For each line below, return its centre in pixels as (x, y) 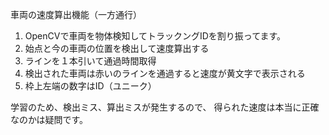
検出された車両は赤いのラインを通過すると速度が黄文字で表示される (165, 73)
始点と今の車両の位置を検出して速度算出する (117, 48)
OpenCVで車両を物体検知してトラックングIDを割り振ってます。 (155, 36)
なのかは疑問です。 (49, 119)
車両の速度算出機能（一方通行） (76, 14)
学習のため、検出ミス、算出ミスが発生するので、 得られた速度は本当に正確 (165, 107)
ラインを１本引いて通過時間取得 (90, 61)
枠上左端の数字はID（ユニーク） (90, 86)
